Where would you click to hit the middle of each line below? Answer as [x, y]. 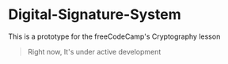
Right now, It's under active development [94, 51]
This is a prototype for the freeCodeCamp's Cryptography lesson [114, 36]
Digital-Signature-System [95, 15]
